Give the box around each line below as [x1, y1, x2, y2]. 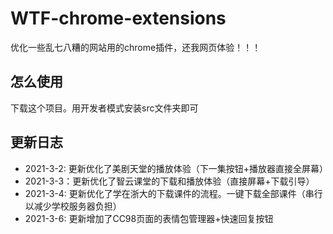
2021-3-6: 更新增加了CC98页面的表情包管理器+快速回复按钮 [24, 212, 274, 224]
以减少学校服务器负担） [24, 200, 122, 212]
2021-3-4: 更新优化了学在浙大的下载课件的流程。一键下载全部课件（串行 [24, 187, 323, 199]
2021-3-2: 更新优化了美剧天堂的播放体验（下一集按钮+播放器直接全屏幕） [24, 162, 329, 174]
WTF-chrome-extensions [10, 7, 227, 30]
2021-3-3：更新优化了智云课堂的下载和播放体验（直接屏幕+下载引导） [24, 175, 315, 187]
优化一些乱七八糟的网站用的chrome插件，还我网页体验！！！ [10, 41, 262, 53]
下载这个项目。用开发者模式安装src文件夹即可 [10, 102, 199, 114]
